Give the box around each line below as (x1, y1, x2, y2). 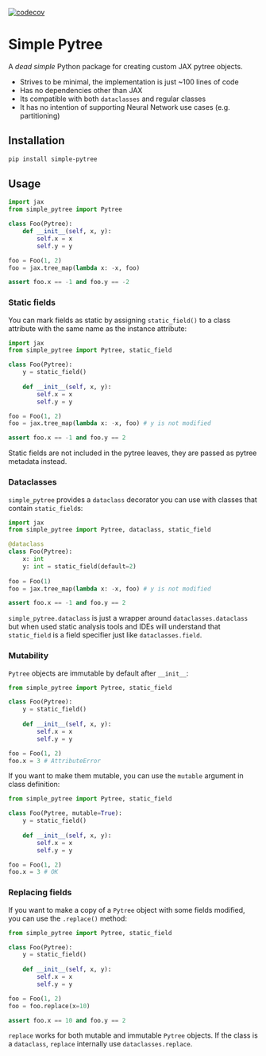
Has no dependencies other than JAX (19, 85, 143, 95)
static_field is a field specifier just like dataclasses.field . (8, 630, 202, 640)
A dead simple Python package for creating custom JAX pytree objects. (8, 61, 244, 71)
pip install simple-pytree (8, 155, 98, 163)
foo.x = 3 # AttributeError (8, 757, 102, 765)
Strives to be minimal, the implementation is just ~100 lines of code (19, 76, 240, 87)
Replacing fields (8, 887, 72, 898)
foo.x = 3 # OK (8, 868, 59, 876)
